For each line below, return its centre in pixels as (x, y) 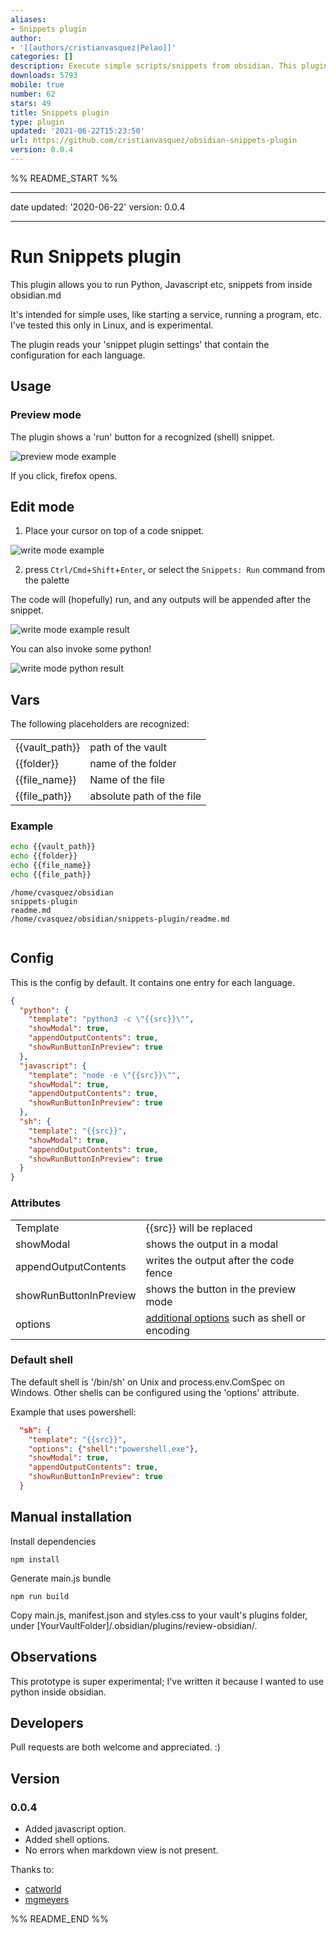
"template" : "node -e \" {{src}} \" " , (105, 1075)
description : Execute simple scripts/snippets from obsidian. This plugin (169, 66)
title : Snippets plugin (60, 112)
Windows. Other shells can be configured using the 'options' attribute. (155, 1392)
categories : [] (42, 57)
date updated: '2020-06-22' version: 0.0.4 (98, 207)
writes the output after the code (220, 1260)
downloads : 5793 (44, 76)
